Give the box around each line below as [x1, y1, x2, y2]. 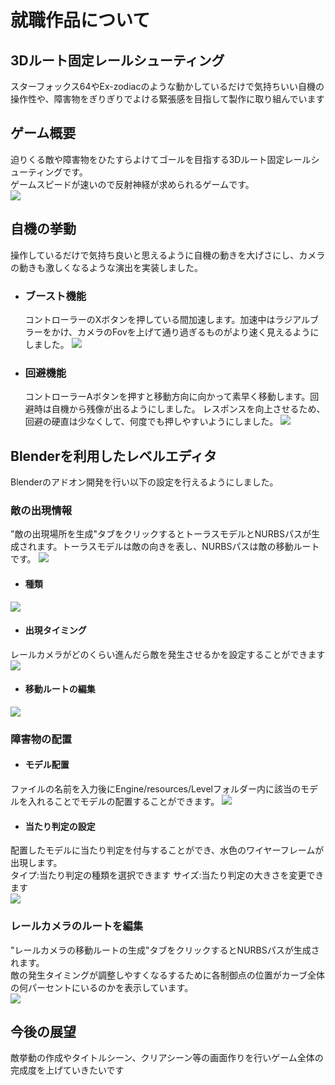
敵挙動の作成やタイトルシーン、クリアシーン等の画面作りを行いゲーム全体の [10, 1052, 324, 1064]
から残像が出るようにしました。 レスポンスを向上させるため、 [68, 403, 326, 415]
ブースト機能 [24, 289, 87, 303]
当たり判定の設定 [24, 820, 96, 832]
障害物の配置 [10, 732, 73, 746]
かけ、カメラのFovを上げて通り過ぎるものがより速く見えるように [51, 326, 320, 338]
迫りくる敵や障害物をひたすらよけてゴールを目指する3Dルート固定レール [10, 153, 312, 165]
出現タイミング [24, 624, 87, 636]
